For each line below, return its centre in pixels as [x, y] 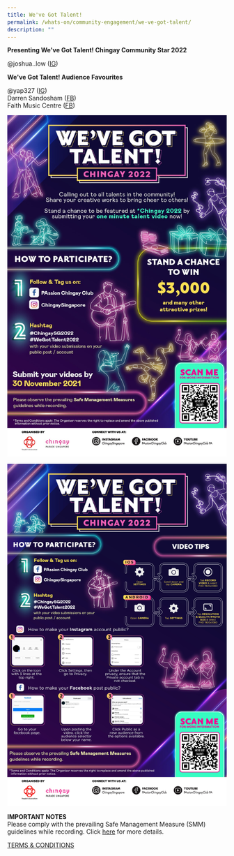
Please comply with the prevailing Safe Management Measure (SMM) [107, 825]
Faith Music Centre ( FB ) [41, 105]
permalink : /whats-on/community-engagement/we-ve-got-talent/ [99, 22]
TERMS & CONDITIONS [41, 846]
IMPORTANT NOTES [37, 817]
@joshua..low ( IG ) [33, 64]
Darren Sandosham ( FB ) [42, 98]
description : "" [31, 29]
